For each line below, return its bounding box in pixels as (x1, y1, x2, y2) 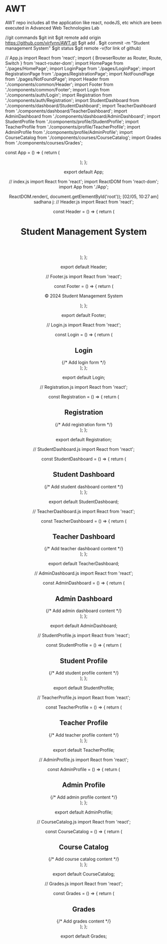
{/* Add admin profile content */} (50, 794, 118, 800)
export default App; (64, 168, 104, 175)
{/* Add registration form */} (54, 421, 113, 427)
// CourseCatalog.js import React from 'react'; (36, 819, 131, 825)
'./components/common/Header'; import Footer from (5, 81, 114, 87)
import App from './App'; (59, 183, 109, 190)
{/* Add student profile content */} (48, 670, 119, 676)
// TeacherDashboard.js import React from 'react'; (32, 508, 136, 514)
